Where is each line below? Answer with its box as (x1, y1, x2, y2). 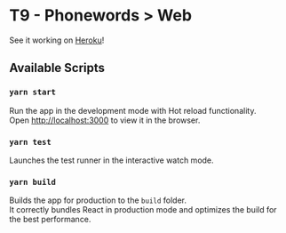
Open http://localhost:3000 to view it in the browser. (9, 115, 201, 125)
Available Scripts (9, 60, 105, 76)
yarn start (9, 87, 56, 98)
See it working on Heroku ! (9, 35, 105, 45)
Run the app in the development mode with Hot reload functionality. (9, 105, 257, 116)
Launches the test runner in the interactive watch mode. (9, 155, 215, 165)
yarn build (9, 177, 56, 187)
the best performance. (9, 214, 91, 225)
